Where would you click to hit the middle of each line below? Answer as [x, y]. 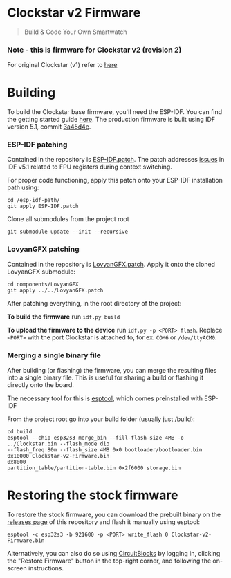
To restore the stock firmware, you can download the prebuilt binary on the [114, 514]
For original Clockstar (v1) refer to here [62, 65]
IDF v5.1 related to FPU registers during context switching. [90, 167]
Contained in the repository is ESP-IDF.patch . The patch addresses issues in [116, 160]
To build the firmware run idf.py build [64, 317]
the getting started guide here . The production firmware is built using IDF [111, 120]
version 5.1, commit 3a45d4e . [49, 127]
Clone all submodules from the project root [68, 219]
